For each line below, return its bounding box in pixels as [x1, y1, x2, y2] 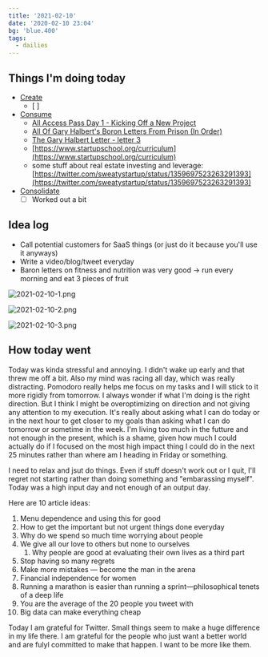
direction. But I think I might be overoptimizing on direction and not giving [8, 398, 250, 409]
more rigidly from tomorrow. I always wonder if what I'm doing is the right [8, 390, 250, 400]
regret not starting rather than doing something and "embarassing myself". [8, 474, 254, 483]
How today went [8, 344, 91, 357]
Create [19, 92, 42, 102]
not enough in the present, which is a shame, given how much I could [8, 433, 238, 442]
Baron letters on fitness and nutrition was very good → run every [19, 265, 234, 275]
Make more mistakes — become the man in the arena [19, 564, 196, 574]
